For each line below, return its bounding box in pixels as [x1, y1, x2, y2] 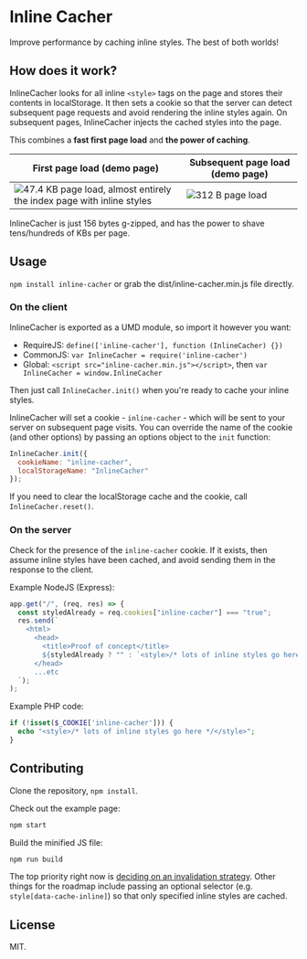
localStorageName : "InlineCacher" [17, 466, 149, 475]
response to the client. [9, 564, 94, 575]
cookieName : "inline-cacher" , [17, 457, 132, 467]
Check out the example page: [9, 803, 121, 814]
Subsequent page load [188, 155, 291, 168]
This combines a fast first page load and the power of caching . [9, 134, 251, 145]
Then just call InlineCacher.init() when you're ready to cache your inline [9, 384, 290, 395]
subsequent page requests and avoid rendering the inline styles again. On [9, 107, 288, 118]
